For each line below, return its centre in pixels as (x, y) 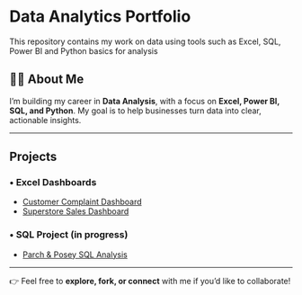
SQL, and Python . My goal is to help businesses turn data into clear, (136, 111)
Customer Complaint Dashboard (82, 202)
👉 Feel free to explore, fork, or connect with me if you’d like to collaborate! (150, 281)
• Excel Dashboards (53, 183)
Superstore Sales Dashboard (75, 211)
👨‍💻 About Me (47, 80)
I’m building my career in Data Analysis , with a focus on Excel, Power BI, (145, 101)
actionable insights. (45, 120)
